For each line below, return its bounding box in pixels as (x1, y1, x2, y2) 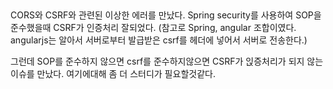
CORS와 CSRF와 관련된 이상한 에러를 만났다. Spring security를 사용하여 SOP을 (10, 9, 322, 21)
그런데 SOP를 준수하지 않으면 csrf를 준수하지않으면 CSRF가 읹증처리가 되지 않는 (10, 55, 324, 68)
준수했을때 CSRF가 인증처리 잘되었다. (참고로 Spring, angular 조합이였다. (10, 22, 297, 34)
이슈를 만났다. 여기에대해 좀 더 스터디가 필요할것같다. (10, 68, 216, 80)
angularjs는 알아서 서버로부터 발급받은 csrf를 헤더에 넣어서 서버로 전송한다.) (10, 34, 308, 46)
